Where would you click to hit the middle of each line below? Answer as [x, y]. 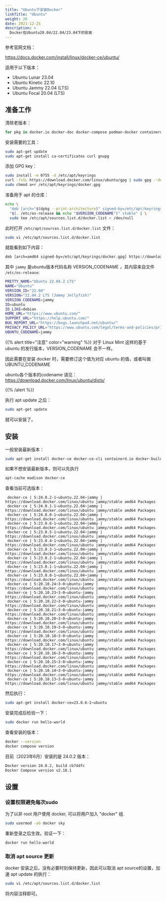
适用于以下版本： [22, 68]
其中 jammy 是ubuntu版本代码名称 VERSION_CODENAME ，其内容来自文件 [80, 267]
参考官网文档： [20, 47]
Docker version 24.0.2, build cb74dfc [45, 766]
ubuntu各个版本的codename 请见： [41, 374]
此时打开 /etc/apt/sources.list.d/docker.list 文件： [60, 228]
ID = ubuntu [15, 305]
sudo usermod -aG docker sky [35, 823]
